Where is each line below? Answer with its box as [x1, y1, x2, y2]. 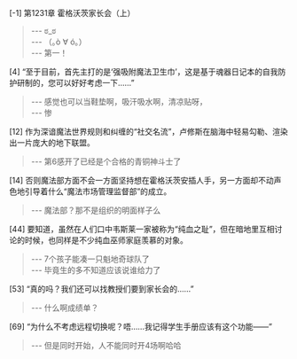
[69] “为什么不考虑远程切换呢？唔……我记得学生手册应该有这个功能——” [9, 322, 273, 332]
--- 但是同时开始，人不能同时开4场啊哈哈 [30, 340, 182, 350]
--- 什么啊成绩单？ [30, 302, 99, 313]
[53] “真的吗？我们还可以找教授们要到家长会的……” [9, 284, 194, 294]
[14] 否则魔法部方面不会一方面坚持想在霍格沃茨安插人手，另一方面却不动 [9, 176, 274, 185]
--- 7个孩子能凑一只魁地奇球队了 [30, 254, 150, 264]
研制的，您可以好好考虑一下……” [16, 78, 135, 88]
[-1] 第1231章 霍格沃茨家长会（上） [9, 8, 136, 18]
